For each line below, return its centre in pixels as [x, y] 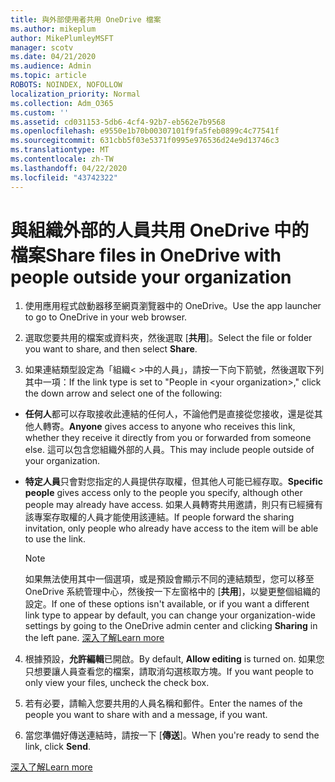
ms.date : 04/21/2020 [53, 57]
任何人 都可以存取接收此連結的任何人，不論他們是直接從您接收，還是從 [169, 414]
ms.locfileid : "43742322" [64, 177]
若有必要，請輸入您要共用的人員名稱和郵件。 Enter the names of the [163, 703]
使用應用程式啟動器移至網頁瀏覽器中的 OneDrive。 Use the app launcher [173, 306]
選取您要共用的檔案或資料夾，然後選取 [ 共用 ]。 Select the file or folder [168, 338]
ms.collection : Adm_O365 [62, 103]
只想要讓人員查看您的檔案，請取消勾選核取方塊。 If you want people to [169, 672]
